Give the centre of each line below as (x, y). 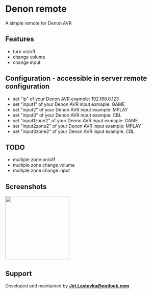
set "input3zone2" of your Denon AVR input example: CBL (73, 131)
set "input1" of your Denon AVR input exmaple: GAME (69, 104)
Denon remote (36, 9)
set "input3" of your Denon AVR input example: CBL (67, 115)
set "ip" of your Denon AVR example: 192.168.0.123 (66, 99)
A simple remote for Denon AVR (39, 23)
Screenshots (26, 186)
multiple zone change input (41, 171)
